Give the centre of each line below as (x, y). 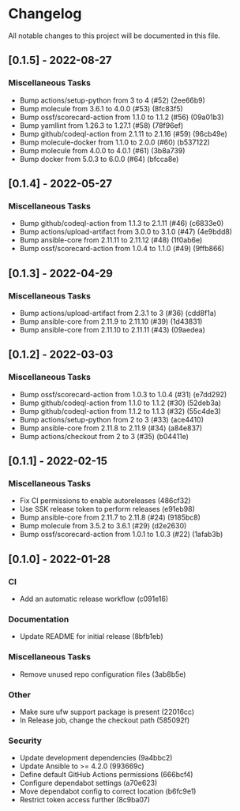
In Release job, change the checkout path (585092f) (105, 720)
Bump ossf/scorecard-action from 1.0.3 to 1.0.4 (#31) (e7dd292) (123, 394)
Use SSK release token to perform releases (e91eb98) (107, 509)
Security (25, 741)
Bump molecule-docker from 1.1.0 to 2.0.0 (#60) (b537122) (115, 142)
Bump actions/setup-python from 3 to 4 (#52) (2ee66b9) (112, 100)
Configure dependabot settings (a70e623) (88, 783)
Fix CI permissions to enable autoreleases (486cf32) (105, 501)
